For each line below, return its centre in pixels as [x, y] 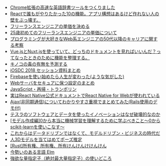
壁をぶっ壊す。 [25, 20]
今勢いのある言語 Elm [32, 152]
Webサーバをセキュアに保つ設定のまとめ [52, 83]
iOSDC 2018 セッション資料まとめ [45, 70]
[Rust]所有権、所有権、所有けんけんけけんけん [58, 146]
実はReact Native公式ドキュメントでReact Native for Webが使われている [85, 95]
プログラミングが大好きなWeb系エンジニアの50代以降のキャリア [77, 39]
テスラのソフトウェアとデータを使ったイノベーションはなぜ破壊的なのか [85, 114]
